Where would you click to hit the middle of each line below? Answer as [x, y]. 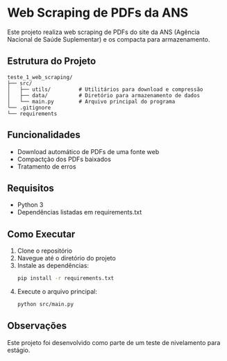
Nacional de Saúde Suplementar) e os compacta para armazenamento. [109, 39]
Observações [37, 326]
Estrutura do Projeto [52, 61]
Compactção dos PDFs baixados [64, 159]
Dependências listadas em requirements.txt [79, 212]
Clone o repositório [45, 251]
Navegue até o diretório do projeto [66, 258]
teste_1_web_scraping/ [40, 77]
